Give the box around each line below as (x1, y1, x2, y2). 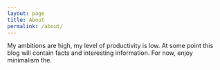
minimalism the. (7, 56, 52, 65)
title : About (7, 16, 45, 23)
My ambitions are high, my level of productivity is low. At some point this (7, 42, 214, 50)
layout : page (7, 10, 45, 17)
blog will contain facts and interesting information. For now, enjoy (7, 49, 194, 57)
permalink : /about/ (7, 23, 64, 30)
